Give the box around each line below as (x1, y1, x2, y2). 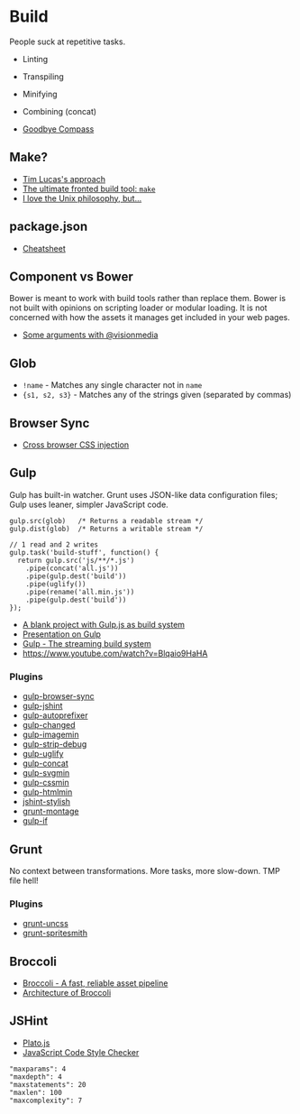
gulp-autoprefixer (22, 710, 88, 721)
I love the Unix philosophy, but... (22, 192, 142, 204)
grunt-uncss (22, 918, 69, 929)
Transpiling (22, 70, 65, 82)
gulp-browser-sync (22, 691, 95, 702)
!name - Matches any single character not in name (22, 380, 203, 391)
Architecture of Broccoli (22, 988, 112, 999)
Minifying (22, 88, 58, 99)
